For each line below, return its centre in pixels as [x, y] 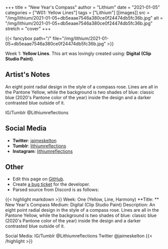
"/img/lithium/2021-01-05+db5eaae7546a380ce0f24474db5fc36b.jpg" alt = [84, 18]
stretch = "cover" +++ [28, 29]
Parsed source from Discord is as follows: [56, 190]
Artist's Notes [28, 75]
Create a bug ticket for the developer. [51, 184]
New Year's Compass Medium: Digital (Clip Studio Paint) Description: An [80, 205]
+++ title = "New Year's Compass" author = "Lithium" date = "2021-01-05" [82, 7]
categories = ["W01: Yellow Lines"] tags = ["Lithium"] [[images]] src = [77, 13]
